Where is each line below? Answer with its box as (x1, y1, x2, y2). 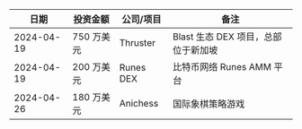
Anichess (119, 98, 159, 109)
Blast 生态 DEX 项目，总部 (172, 30, 282, 43)
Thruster (119, 37, 155, 48)
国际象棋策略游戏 (172, 98, 245, 110)
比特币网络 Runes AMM (172, 61, 272, 73)
